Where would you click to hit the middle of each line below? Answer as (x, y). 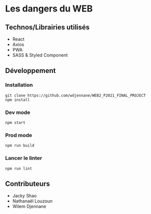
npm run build (20, 145)
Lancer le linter (24, 158)
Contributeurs (28, 184)
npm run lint (19, 168)
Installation (19, 85)
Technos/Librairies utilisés (47, 27)
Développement (31, 71)
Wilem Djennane (29, 206)
